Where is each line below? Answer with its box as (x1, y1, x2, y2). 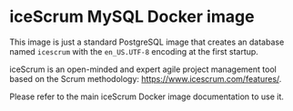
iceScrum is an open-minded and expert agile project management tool (9, 64, 278, 75)
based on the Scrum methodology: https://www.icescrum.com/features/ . (9, 73, 282, 84)
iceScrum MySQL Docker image (9, 6, 255, 27)
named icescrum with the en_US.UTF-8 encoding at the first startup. (9, 45, 259, 56)
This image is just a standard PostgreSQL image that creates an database (9, 36, 285, 47)
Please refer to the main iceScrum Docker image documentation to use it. (9, 91, 285, 102)
